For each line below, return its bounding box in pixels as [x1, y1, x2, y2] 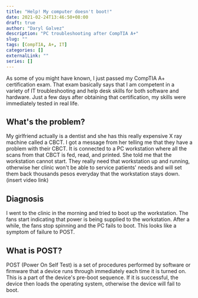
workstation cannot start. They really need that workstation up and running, [6, 158, 190, 165]
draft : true [6, 20, 35, 25]
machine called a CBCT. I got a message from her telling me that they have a [6, 139, 193, 146]
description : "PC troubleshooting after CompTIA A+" [6, 31, 139, 37]
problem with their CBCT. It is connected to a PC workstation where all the [6, 145, 187, 152]
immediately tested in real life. [6, 100, 79, 107]
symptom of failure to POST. [6, 229, 75, 236]
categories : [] [6, 47, 44, 53]
